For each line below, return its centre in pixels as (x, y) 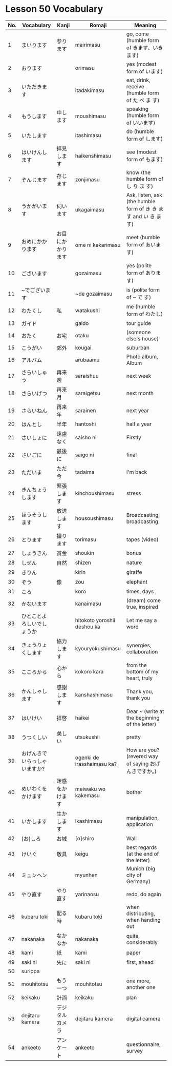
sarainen (85, 410)
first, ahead (140, 962)
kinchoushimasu (95, 493)
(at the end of (143, 854)
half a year (139, 424)
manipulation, (143, 818)
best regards (142, 847)
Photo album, (142, 356)
